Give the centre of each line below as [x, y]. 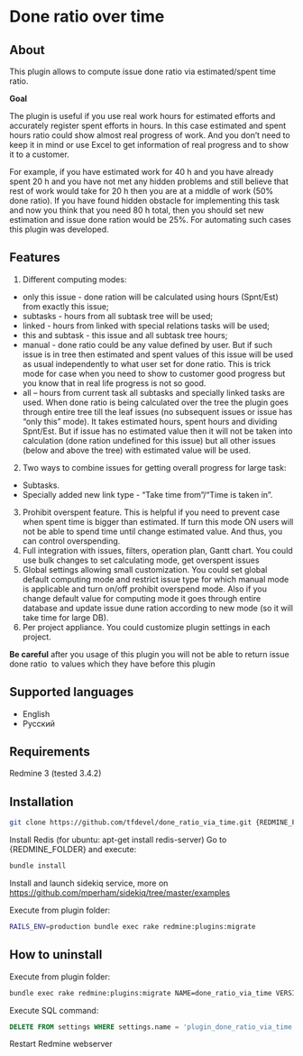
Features [35, 257]
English [36, 713]
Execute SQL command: [54, 1010]
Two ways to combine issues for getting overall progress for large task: [154, 467]
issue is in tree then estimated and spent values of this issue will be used [158, 354]
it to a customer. [39, 154]
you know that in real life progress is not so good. [114, 383]
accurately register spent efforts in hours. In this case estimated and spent [148, 125]
